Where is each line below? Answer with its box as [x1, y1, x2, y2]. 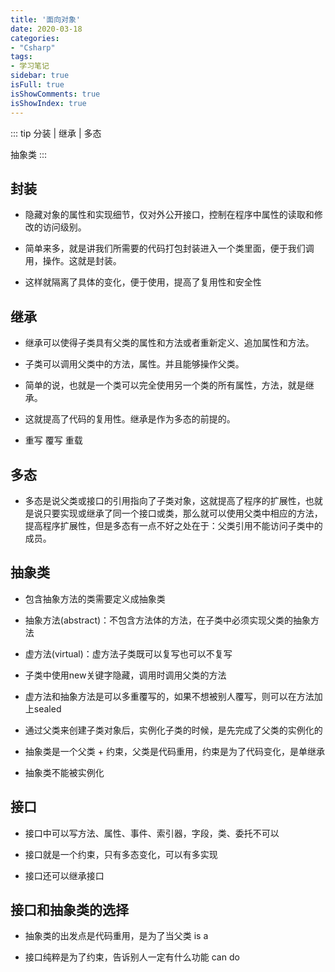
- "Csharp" [10, 42, 56, 53]
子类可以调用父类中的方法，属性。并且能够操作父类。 [24, 358, 245, 370]
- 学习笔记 [10, 61, 50, 71]
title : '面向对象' [10, 14, 82, 25]
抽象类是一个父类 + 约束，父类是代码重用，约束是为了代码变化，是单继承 [24, 745, 325, 757]
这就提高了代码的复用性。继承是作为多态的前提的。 [24, 413, 236, 425]
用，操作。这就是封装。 [24, 255, 122, 267]
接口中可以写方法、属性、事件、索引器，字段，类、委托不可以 [24, 827, 280, 839]
